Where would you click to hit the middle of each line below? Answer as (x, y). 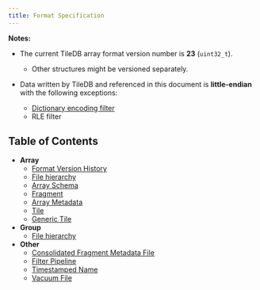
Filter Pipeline (54, 261)
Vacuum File (52, 278)
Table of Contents (54, 141)
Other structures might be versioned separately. (110, 69)
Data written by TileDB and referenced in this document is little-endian (136, 84)
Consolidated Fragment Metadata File (93, 253)
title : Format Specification (56, 15)
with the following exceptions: (69, 93)
